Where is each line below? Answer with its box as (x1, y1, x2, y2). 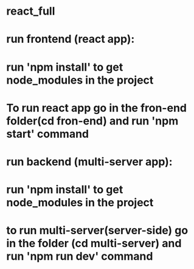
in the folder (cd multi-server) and (6, 237, 182, 251)
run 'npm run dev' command (6, 249, 153, 264)
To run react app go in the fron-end (6, 101, 187, 115)
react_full (6, 4, 55, 18)
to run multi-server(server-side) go (6, 224, 189, 237)
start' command (6, 127, 89, 141)
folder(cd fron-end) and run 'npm (6, 114, 179, 127)
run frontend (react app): (6, 32, 135, 46)
